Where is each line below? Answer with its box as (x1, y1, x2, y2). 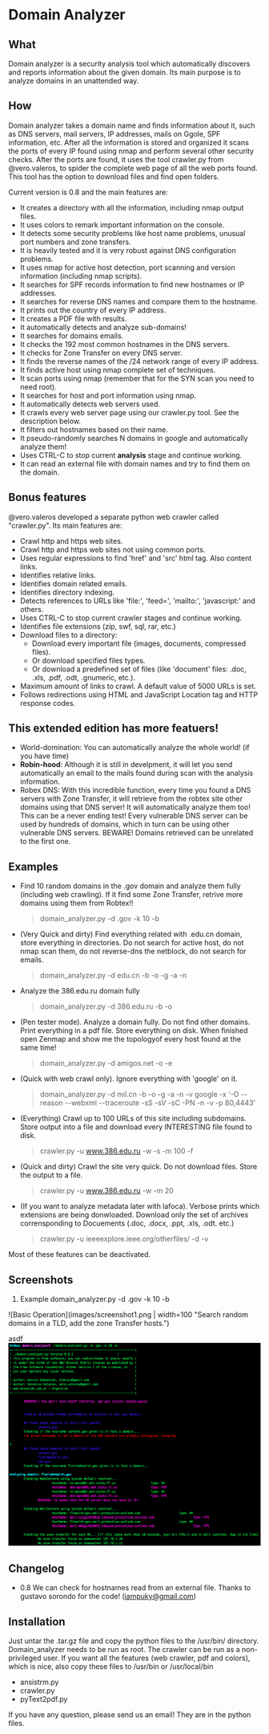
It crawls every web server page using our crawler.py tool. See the (19, 407, 239, 417)
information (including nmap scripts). (19, 271, 143, 280)
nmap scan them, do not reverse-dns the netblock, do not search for (19, 946, 247, 957)
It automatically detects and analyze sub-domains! (19, 322, 187, 332)
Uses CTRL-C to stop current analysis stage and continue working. (19, 450, 243, 459)
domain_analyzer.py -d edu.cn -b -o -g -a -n (39, 970, 187, 981)
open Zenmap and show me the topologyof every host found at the (19, 1034, 242, 1044)
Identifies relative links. (19, 570, 96, 580)
